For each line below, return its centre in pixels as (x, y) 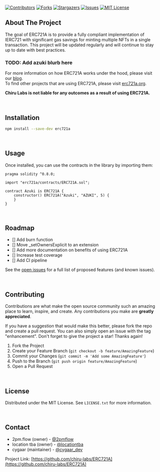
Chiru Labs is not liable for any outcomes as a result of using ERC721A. (78, 93)
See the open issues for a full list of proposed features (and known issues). (80, 270)
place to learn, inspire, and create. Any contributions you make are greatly (80, 312)
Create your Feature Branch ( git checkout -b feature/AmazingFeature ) (83, 351)
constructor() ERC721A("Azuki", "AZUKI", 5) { (62, 195)
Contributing (25, 294)
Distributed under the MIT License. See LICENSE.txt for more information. (78, 403)
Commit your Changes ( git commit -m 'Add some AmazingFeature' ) (79, 356)
